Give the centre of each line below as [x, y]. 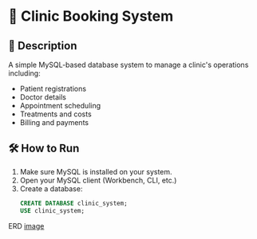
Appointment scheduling [60, 106]
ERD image [26, 225]
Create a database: [51, 188]
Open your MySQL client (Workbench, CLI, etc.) [98, 180]
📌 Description [43, 46]
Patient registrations [53, 88]
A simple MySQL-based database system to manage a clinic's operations [128, 65]
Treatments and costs [55, 114]
